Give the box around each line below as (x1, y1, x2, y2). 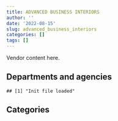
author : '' (6, 15, 34, 21)
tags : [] (6, 37, 29, 43)
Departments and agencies (6, 71, 112, 82)
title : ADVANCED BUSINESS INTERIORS (6, 9, 100, 15)
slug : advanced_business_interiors (6, 26, 97, 32)
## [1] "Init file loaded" (6, 88, 75, 94)
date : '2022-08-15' (6, 20, 56, 26)
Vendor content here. (6, 54, 60, 61)
